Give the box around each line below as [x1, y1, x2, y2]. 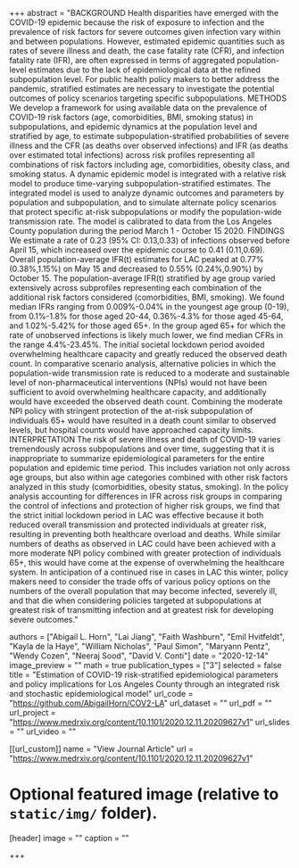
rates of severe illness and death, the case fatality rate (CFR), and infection [9, 45, 285, 56]
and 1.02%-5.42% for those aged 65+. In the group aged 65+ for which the [9, 320, 287, 331]
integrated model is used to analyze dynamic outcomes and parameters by [9, 187, 285, 198]
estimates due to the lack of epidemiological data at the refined [28, 64, 262, 75]
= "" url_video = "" [9, 726, 77, 737]
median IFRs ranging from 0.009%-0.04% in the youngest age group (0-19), [9, 302, 290, 311]
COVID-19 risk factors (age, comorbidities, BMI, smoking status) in [9, 112, 253, 122]
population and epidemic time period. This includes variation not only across [9, 463, 291, 473]
